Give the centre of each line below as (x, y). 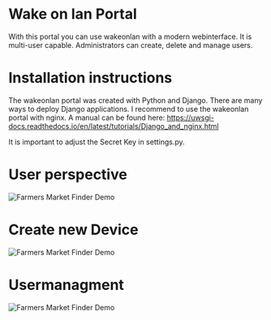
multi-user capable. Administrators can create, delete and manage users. (131, 45)
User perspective (68, 175)
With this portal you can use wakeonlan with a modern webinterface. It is (130, 36)
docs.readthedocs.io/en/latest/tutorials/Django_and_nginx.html (114, 126)
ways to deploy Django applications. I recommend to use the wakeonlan (129, 109)
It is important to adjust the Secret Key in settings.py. (97, 142)
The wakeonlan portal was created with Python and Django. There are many (135, 100)
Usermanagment (66, 285)
